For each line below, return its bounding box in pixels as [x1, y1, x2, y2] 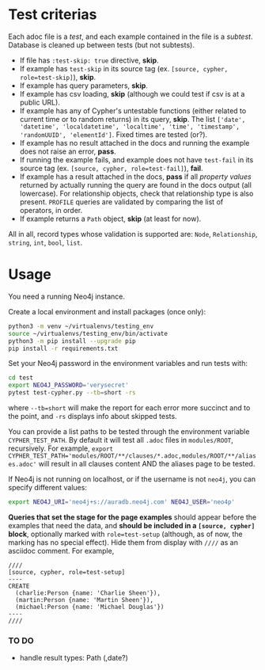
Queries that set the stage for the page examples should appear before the [8, 512, 257, 522]
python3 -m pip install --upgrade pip [8, 337, 136, 345]
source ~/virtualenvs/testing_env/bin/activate [8, 329, 168, 337]
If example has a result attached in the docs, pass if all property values [19, 172, 252, 181]
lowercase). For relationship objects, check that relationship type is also [19, 188, 254, 198]
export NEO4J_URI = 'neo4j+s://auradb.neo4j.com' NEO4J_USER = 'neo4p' [8, 498, 236, 506]
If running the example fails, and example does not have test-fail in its [19, 154, 254, 164]
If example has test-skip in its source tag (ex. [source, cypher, [19, 63, 229, 73]
